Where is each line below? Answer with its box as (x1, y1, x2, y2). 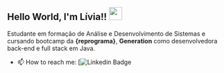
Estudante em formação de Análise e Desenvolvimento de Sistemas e (7, 29, 206, 38)
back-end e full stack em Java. (7, 44, 96, 52)
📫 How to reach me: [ (17, 58, 81, 66)
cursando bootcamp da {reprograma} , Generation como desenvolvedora (7, 36, 218, 45)
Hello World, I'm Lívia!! (7, 11, 107, 23)
